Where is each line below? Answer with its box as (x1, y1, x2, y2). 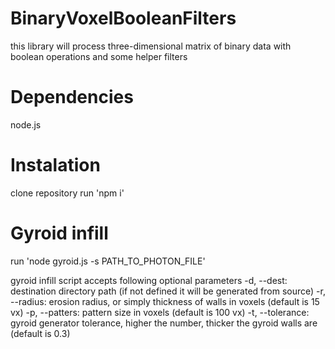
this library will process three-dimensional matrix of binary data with (10, 40, 292, 52)
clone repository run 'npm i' (10, 187, 125, 199)
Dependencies (10, 86, 134, 109)
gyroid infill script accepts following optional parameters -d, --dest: (10, 274, 288, 286)
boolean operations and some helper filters (10, 50, 188, 62)
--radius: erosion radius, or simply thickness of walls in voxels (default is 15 (10, 295, 320, 307)
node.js (10, 118, 42, 131)
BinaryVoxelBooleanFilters (10, 7, 237, 30)
